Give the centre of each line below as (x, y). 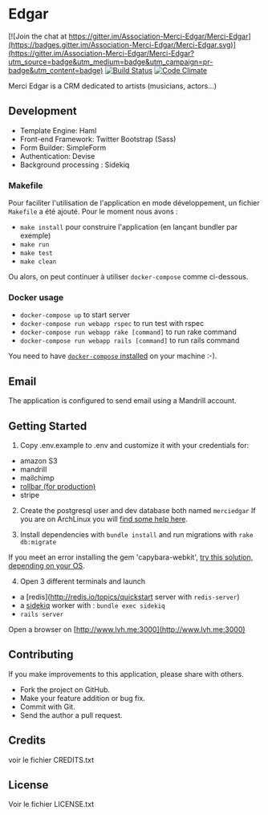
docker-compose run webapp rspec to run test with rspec (112, 324)
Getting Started (48, 426)
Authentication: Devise (57, 156)
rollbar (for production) (58, 486)
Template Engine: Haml (58, 130)
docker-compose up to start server (75, 315)
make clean (38, 262)
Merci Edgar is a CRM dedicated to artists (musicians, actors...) (113, 86)
